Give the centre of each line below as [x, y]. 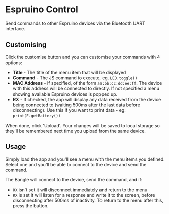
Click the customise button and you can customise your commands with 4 [83, 57]
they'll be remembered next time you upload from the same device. [76, 131]
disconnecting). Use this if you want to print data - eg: [69, 110]
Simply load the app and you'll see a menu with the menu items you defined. [85, 159]
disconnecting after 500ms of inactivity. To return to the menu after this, [88, 200]
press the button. [30, 206]
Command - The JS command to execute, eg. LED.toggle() [75, 78]
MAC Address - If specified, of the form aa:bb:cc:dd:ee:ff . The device [87, 83]
